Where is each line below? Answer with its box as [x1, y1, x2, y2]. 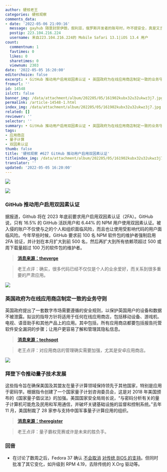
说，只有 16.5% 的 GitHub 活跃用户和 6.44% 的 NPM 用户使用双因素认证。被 [5, 220, 162, 226]
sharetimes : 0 [9, 58, 39, 63]
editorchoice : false [5, 72, 48, 77]
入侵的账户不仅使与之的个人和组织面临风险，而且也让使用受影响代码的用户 [5, 226, 158, 232]
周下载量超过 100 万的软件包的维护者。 [5, 244, 85, 250]
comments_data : [5, 16, 37, 21]
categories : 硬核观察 [5, 12, 47, 17]
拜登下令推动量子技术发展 [5, 370, 67, 377]
